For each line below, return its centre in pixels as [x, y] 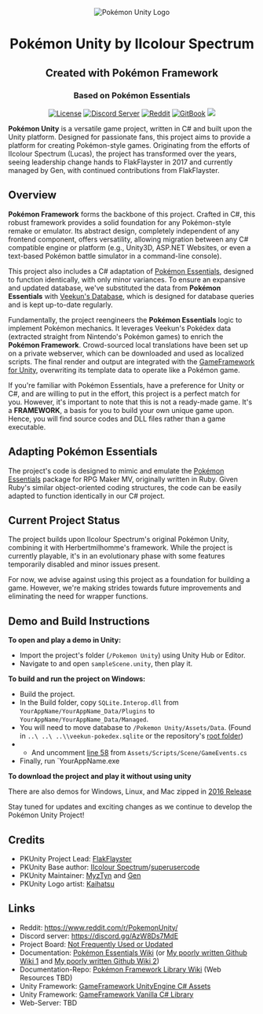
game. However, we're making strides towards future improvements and [125, 588]
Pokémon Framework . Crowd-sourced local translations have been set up [128, 345]
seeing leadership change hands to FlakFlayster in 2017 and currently [121, 162]
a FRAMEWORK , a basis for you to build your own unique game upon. [121, 410]
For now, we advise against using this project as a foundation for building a [129, 580]
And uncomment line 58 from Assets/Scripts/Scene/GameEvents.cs [139, 753]
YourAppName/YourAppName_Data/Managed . [84, 719]
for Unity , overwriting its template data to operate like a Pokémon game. [124, 370]
